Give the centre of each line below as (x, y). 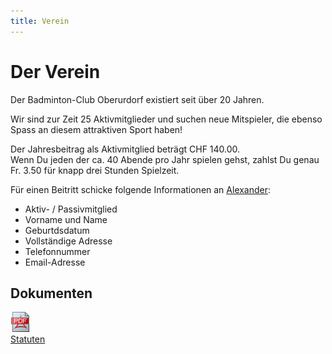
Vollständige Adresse (68, 241)
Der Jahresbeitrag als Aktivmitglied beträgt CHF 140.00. (125, 149)
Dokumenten (51, 293)
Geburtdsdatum (57, 230)
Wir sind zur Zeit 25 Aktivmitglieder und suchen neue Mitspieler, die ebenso (166, 119)
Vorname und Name (66, 219)
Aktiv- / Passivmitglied (71, 209)
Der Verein (55, 71)
